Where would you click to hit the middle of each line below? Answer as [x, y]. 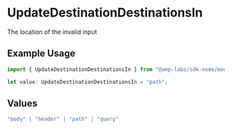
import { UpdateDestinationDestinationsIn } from [80, 69]
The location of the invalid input [52, 32]
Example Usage [41, 53]
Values [22, 103]
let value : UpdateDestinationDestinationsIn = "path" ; [88, 82]
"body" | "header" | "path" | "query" [63, 119]
